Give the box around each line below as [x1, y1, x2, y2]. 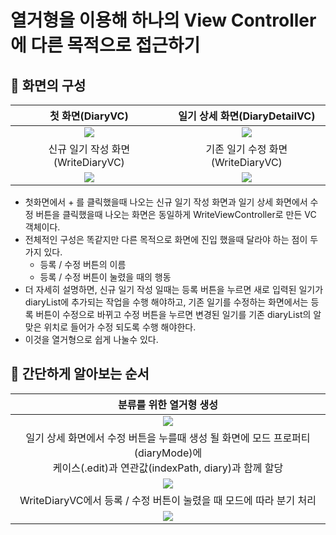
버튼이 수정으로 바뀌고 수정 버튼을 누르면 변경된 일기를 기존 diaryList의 [35, 309, 312, 320]
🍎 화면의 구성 [10, 77, 87, 94]
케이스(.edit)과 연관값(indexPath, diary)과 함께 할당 [52, 461, 284, 475]
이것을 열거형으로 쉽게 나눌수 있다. [24, 334, 159, 345]
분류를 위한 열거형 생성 [117, 397, 219, 411]
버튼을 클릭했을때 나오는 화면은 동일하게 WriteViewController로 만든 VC [35, 209, 317, 220]
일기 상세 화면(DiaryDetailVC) [178, 109, 316, 123]
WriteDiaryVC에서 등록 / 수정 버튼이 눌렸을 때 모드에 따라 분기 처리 [19, 493, 317, 507]
